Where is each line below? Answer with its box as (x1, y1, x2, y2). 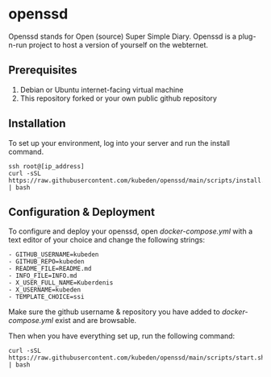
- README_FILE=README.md (8, 265, 92, 273)
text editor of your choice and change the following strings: (8, 235, 206, 245)
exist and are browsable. (55, 316, 137, 325)
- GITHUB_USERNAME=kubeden (8, 251, 99, 259)
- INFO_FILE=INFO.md (8, 271, 78, 280)
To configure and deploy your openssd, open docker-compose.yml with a (8, 226, 253, 236)
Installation (8, 117, 66, 130)
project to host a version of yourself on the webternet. (28, 39, 208, 49)
